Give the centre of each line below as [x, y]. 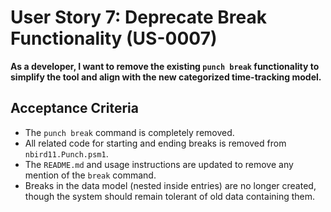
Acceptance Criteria [74, 108]
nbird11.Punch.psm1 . [66, 153]
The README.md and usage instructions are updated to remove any [159, 164]
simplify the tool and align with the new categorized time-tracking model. [166, 77]
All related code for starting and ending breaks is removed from [155, 143]
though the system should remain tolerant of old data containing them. [170, 196]
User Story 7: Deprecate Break [138, 17]
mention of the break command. [90, 175]
